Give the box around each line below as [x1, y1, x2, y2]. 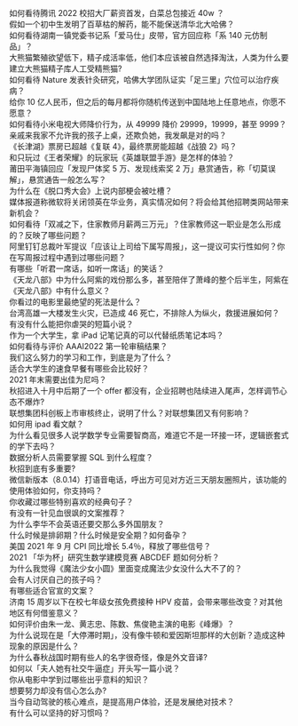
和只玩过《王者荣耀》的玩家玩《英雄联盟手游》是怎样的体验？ [9, 152, 235, 163]
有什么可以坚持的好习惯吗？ [9, 707, 111, 718]
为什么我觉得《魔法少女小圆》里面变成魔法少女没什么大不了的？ [9, 563, 242, 573]
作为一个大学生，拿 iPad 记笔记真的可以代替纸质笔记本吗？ [9, 330, 224, 340]
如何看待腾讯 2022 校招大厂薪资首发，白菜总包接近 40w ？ [9, 8, 224, 18]
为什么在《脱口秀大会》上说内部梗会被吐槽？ [9, 186, 173, 195]
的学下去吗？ [9, 441, 56, 451]
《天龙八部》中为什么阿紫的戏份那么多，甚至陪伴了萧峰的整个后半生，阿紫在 [9, 275, 289, 284]
